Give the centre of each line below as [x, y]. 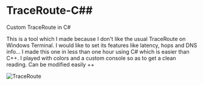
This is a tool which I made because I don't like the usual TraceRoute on [96, 39]
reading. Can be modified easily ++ [50, 65]
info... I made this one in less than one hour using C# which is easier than [98, 51]
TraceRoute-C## [50, 11]
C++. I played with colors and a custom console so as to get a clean [91, 58]
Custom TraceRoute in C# [39, 27]
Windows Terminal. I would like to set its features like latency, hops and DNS [102, 45]
